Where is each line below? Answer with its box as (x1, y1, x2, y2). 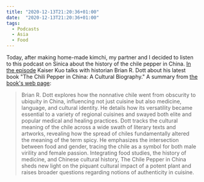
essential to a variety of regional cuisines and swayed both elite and (21, 110, 192, 118)
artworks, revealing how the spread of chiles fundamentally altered (21, 130, 190, 137)
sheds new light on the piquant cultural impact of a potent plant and (21, 162, 192, 169)
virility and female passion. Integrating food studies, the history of (21, 149, 187, 157)
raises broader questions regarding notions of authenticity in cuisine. (21, 169, 195, 176)
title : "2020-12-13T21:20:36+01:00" (6, 8, 99, 15)
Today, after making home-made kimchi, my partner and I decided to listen (6, 54, 194, 61)
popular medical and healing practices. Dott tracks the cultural (21, 117, 178, 124)
